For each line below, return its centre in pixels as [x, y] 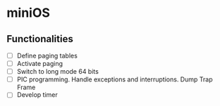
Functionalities [40, 39]
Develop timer [37, 95]
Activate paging [40, 64]
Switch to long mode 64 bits [58, 72]
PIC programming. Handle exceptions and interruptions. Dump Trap [115, 79]
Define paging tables [47, 55]
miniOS [29, 13]
